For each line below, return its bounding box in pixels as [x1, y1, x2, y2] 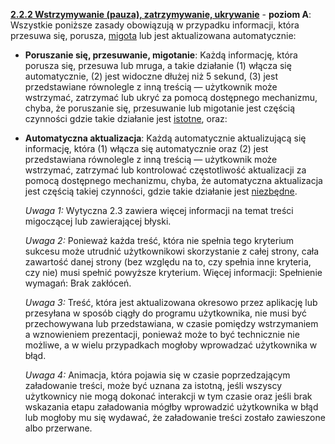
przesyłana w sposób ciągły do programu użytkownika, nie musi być [24, 307, 307, 319]
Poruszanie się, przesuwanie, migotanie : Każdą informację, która [24, 49, 298, 61]
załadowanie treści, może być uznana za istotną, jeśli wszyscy [24, 380, 283, 391]
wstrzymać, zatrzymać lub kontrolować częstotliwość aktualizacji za [24, 164, 307, 176]
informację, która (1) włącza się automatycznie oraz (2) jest [24, 143, 269, 154]
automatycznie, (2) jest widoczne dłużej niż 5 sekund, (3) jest [24, 70, 279, 82]
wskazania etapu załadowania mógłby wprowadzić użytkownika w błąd [24, 401, 319, 413]
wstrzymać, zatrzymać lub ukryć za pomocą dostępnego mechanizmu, [24, 92, 318, 103]
